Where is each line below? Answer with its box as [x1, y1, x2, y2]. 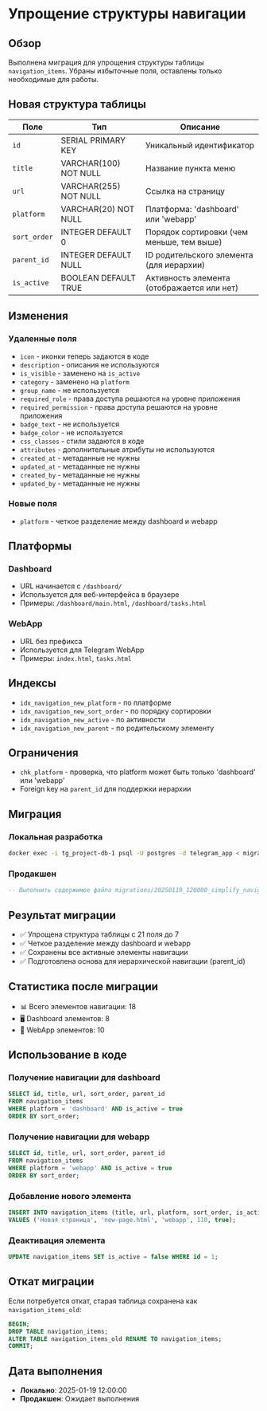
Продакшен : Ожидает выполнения [19, 1394, 140, 1404]
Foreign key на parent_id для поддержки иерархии [19, 784, 192, 794]
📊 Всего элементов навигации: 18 [19, 1001, 137, 1011]
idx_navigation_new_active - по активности [19, 714, 165, 724]
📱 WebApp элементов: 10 [19, 1025, 105, 1035]
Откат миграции [8, 1275, 95, 1288]
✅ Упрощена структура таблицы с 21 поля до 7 [19, 930, 180, 939]
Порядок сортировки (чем [145, 226, 249, 238]
